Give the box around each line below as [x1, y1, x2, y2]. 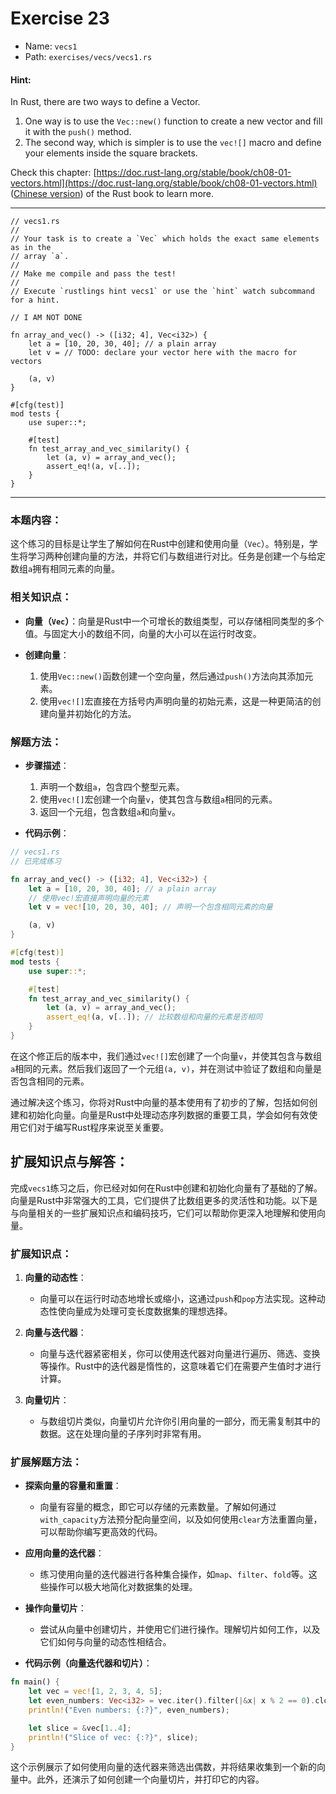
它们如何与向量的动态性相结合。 [39, 1636, 172, 1648]
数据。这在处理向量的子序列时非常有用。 [39, 1428, 207, 1440]
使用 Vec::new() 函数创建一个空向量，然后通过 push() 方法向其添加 [39, 670, 305, 682]
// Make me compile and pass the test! [10, 269, 177, 279]
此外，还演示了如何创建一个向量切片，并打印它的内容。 [36, 1773, 265, 1786]
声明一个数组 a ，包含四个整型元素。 [39, 781, 185, 793]
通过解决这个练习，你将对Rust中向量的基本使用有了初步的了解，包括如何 [10, 1096, 310, 1108]
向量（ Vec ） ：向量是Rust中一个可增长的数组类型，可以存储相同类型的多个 [24, 615, 325, 627]
